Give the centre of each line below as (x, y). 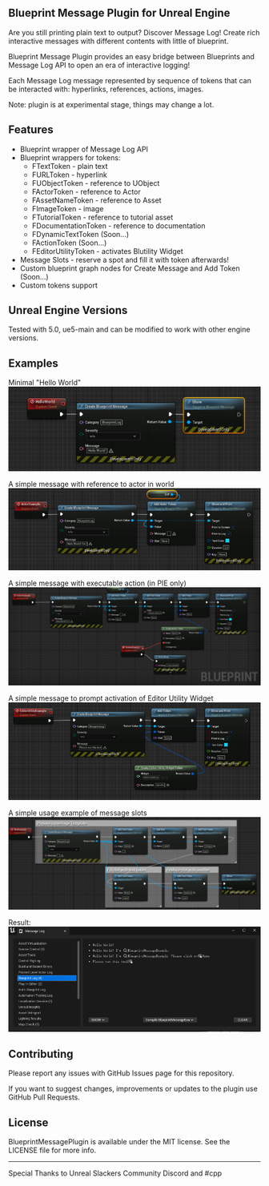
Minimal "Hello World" (45, 383)
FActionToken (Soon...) (69, 243)
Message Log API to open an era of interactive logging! (99, 65)
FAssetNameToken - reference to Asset (96, 200)
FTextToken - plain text (70, 166)
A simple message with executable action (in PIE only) (97, 583)
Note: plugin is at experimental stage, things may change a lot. (111, 104)
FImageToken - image (68, 208)
